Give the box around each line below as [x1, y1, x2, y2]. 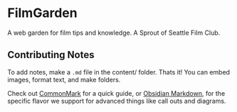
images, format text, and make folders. [7, 75, 121, 84]
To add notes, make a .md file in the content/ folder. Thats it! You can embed [7, 67, 230, 76]
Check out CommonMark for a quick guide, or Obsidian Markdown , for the [7, 89, 226, 97]
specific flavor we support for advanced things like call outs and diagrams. [7, 96, 226, 105]
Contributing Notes [7, 49, 95, 61]
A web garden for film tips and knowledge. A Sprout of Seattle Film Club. [7, 28, 221, 37]
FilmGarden [7, 5, 78, 21]
